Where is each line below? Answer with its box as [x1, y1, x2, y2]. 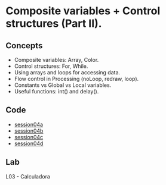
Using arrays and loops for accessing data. [14, 69, 121, 76]
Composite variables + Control [5, 4, 161, 18]
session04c [14, 133, 44, 140]
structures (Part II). [5, 17, 102, 30]
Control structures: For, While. [14, 62, 88, 70]
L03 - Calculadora [5, 173, 50, 180]
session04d [14, 140, 44, 147]
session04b [14, 127, 44, 134]
